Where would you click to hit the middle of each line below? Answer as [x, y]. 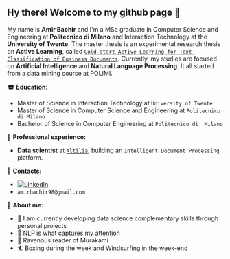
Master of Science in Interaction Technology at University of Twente [115, 103]
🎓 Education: [27, 87]
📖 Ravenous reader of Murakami [62, 240]
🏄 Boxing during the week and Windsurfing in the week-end [102, 248]
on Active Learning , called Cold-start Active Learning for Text [100, 51]
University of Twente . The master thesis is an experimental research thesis [114, 44]
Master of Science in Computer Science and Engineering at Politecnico [119, 110]
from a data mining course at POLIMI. [60, 73]
